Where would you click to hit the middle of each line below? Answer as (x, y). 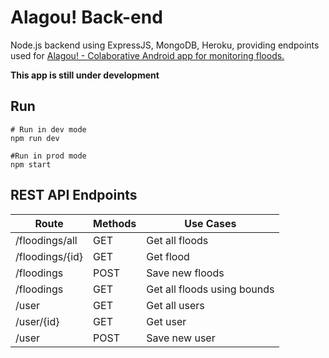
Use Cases (210, 223)
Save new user (181, 338)
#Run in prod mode (48, 156)
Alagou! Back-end (86, 17)
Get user (166, 321)
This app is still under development (85, 75)
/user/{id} (37, 321)
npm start (31, 164)
